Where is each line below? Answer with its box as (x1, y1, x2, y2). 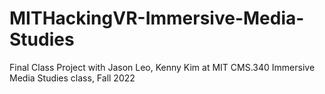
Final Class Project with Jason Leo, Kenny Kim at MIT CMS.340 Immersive (9, 61, 316, 73)
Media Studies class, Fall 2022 (9, 72, 136, 84)
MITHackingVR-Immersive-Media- (9, 7, 305, 30)
